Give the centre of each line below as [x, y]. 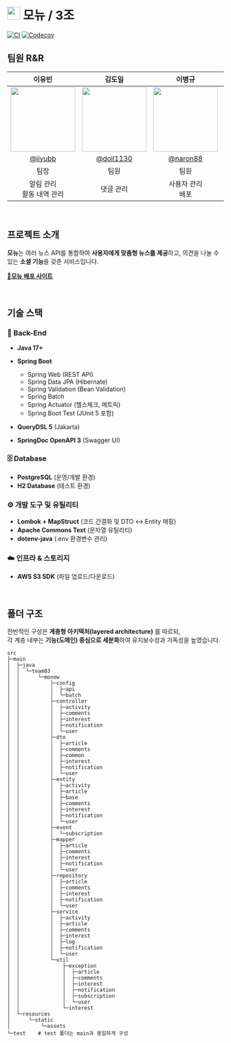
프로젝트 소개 [33, 235]
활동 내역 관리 [43, 194]
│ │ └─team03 [29, 671]
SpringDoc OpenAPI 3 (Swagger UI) [68, 440]
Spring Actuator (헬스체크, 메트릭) [74, 405]
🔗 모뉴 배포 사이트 [30, 276]
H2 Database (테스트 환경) [54, 485]
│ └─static [30, 1020]
